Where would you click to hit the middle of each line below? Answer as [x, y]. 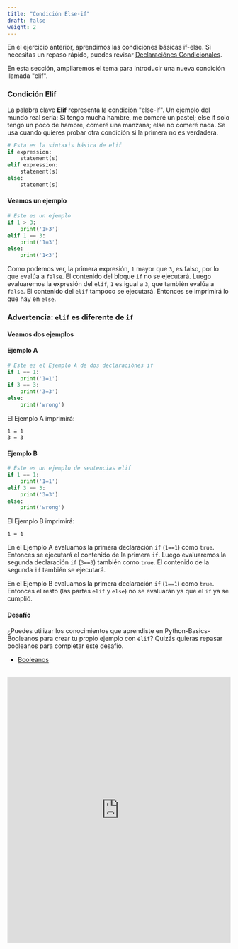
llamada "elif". [28, 76]
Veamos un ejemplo [37, 201]
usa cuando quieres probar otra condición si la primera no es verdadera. [113, 132]
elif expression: [33, 165]
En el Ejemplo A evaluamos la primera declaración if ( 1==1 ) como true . [111, 547]
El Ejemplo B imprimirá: [41, 521]
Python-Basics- [187, 630]
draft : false [27, 21]
